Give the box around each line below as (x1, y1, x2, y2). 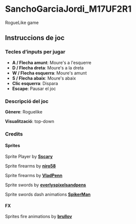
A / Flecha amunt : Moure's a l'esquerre (12, 60, 92, 66)
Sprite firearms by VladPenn (5, 173, 62, 179)
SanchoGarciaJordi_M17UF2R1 (5, 3, 132, 15)
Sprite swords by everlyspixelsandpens (5, 182, 86, 188)
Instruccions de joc (5, 34, 65, 42)
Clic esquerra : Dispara (12, 80, 58, 86)
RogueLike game (5, 20, 39, 25)
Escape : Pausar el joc (12, 86, 56, 91)
